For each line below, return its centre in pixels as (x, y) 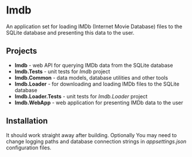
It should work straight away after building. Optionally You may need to (92, 135)
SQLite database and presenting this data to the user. (70, 32)
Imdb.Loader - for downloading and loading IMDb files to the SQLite (97, 84)
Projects (22, 51)
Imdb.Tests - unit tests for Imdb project (62, 71)
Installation (27, 121)
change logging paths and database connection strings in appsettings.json (96, 141)
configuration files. (29, 148)
